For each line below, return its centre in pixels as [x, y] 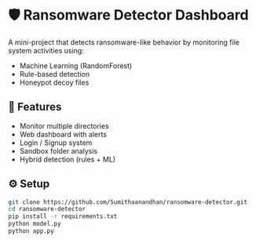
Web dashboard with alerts [63, 134]
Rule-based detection [55, 74]
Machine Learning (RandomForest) [76, 65]
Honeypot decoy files [54, 82]
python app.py [31, 231]
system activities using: [46, 50]
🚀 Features [35, 107]
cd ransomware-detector [47, 209]
